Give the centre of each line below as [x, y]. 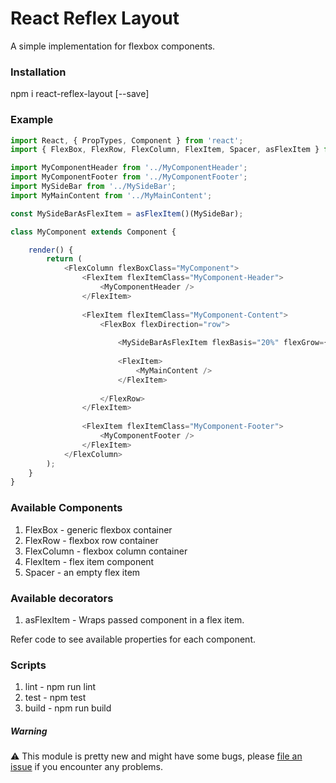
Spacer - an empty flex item [82, 572]
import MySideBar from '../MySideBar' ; [93, 187]
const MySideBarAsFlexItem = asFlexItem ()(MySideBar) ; [127, 213]
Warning [29, 731]
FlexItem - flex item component [89, 561]
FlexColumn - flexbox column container [106, 551]
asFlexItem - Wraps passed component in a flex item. [134, 619]
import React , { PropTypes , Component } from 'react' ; [127, 140]
